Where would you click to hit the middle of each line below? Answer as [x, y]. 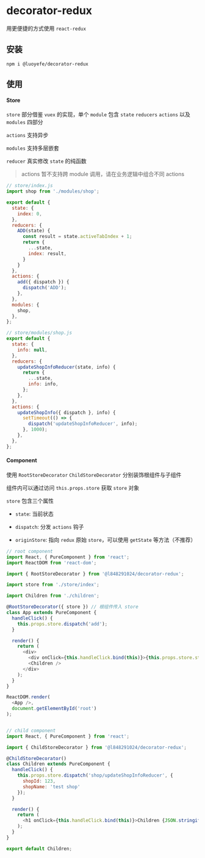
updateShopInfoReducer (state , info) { [67, 367]
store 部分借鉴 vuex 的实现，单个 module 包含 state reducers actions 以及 [99, 114]
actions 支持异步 [27, 135]
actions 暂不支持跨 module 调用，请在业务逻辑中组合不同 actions [103, 174]
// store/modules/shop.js [39, 333]
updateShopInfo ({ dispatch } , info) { [67, 412]
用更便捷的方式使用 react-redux [46, 28]
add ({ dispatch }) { [43, 282]
